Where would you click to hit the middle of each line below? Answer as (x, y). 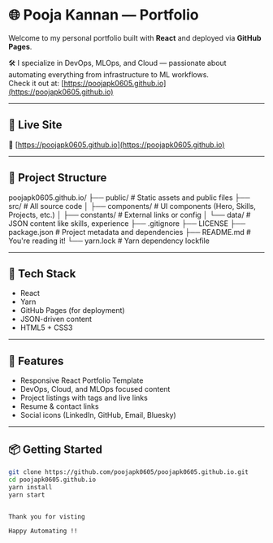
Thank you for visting (47, 517)
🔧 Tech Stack (42, 274)
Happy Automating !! (43, 531)
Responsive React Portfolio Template (82, 380)
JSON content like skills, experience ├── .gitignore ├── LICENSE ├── (127, 223)
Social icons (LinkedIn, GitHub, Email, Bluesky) (98, 415)
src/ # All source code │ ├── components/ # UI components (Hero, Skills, (132, 206)
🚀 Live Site (35, 125)
